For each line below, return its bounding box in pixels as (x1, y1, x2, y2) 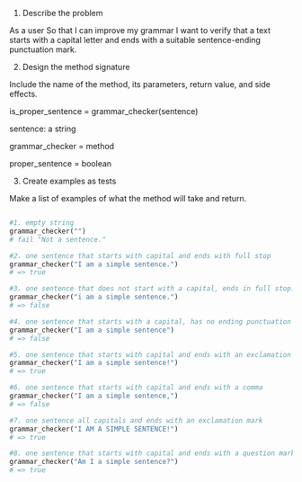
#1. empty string (9, 219, 75, 228)
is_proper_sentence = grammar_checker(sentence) (9, 106, 199, 116)
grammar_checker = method (9, 141, 115, 151)
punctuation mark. (9, 44, 77, 55)
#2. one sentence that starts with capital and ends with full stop (9, 251, 271, 260)
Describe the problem (22, 8, 103, 18)
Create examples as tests (22, 175, 117, 186)
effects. (9, 89, 38, 99)
